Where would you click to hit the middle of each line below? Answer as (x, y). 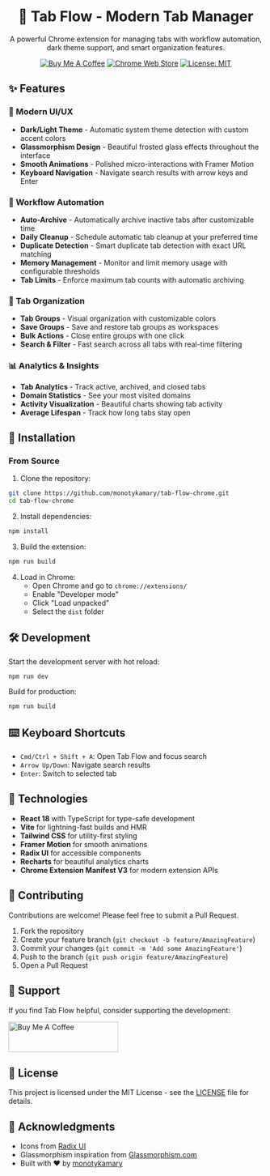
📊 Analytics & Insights (54, 366)
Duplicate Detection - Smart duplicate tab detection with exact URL (133, 245)
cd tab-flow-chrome (41, 501)
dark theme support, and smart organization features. (136, 47)
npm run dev (28, 676)
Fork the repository (52, 931)
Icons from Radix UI (53, 1146)
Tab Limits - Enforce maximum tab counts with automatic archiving (132, 279)
